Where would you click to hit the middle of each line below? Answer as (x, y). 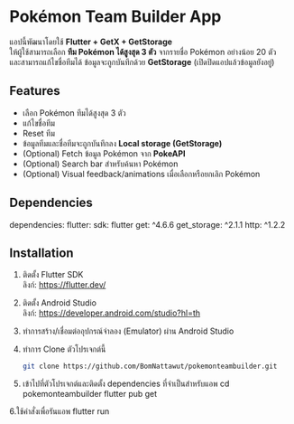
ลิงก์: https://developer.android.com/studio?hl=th (111, 313)
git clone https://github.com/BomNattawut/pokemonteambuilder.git (150, 367)
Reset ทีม (39, 133)
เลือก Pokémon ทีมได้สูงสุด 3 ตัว (74, 113)
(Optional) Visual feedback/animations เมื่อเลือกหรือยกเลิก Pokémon (141, 174)
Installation (41, 253)
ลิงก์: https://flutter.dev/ (64, 285)
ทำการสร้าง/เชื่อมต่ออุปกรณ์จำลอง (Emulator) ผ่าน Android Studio (128, 331)
